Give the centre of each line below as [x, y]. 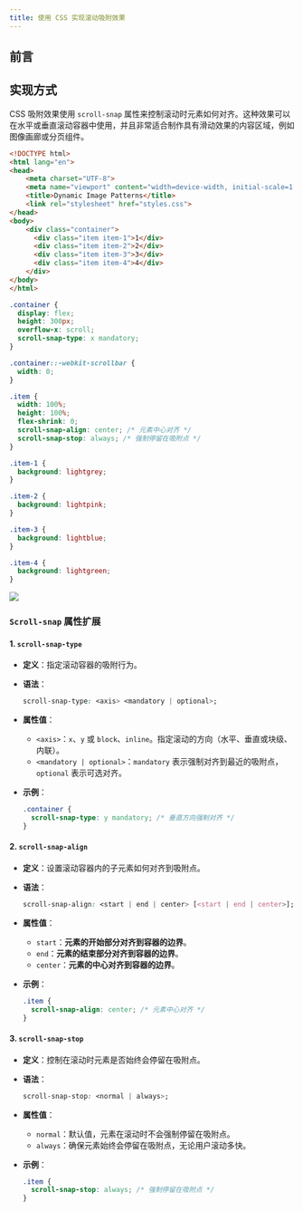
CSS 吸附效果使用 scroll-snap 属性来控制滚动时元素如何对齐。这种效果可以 [150, 113]
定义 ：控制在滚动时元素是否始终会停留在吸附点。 [114, 1060]
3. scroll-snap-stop [47, 1039]
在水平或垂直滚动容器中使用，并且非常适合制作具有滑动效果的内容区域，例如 [152, 125]
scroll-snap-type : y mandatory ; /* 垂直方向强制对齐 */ [133, 818]
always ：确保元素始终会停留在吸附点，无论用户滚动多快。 [143, 1145]
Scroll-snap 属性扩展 [55, 621]
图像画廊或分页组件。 [49, 136]
